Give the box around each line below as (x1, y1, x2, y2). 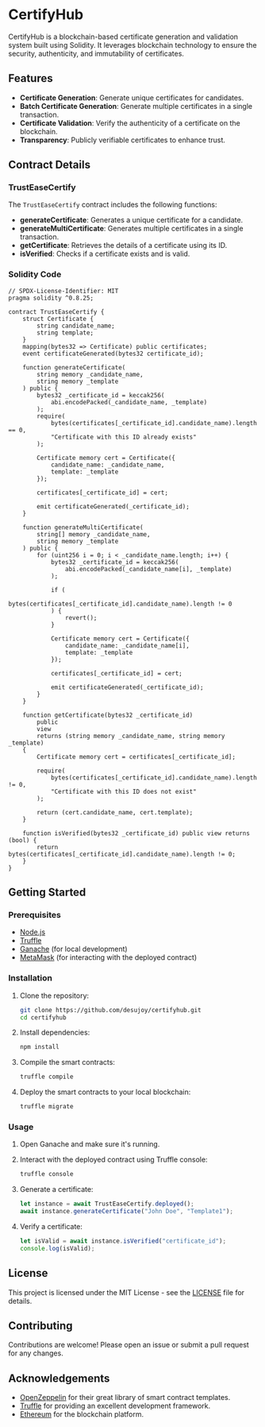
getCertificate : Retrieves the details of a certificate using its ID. (19, 241, 228, 250)
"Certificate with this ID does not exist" (50, 787, 197, 795)
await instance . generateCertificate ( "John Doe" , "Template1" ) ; (19, 1208, 234, 1216)
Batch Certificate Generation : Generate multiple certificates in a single (19, 101, 253, 110)
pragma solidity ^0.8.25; (8, 294, 94, 302)
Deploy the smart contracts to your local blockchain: (19, 1087, 191, 1097)
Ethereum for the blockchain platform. (19, 1410, 144, 1419)
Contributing (8, 1319, 73, 1332)
